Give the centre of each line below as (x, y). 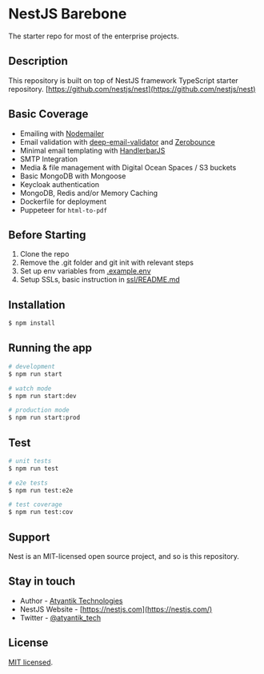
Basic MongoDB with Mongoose (73, 176)
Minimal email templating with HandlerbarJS (92, 150)
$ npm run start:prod (44, 418)
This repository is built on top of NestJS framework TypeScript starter (123, 80)
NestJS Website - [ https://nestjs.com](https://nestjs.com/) (116, 609)
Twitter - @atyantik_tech (60, 617)
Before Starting (47, 235)
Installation (37, 305)
